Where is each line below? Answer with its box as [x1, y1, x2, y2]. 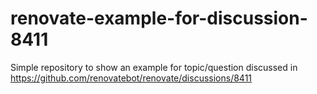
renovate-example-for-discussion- [10, 7, 308, 30]
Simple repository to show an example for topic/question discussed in [10, 61, 298, 73]
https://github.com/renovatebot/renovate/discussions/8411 [10, 72, 253, 84]
